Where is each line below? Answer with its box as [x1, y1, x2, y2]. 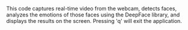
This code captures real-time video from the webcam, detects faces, [6, 5, 177, 12]
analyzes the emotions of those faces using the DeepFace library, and [6, 11, 180, 18]
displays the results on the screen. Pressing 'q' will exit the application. [6, 18, 183, 24]
